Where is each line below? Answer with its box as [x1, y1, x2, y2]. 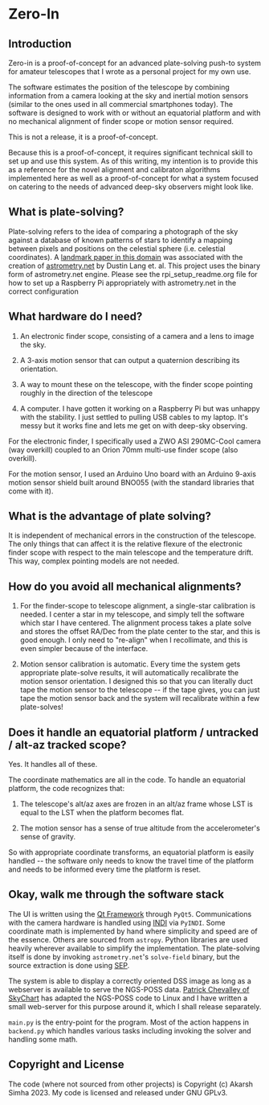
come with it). [8, 486, 54, 496]
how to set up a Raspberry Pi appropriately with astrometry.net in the [8, 278, 237, 287]
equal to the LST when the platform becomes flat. [19, 808, 185, 818]
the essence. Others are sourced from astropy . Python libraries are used [8, 934, 249, 944]
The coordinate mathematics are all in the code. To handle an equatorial [8, 775, 247, 785]
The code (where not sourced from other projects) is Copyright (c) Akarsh [8, 1079, 254, 1089]
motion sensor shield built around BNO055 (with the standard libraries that [8, 477, 255, 487]
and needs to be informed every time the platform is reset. [8, 864, 202, 874]
